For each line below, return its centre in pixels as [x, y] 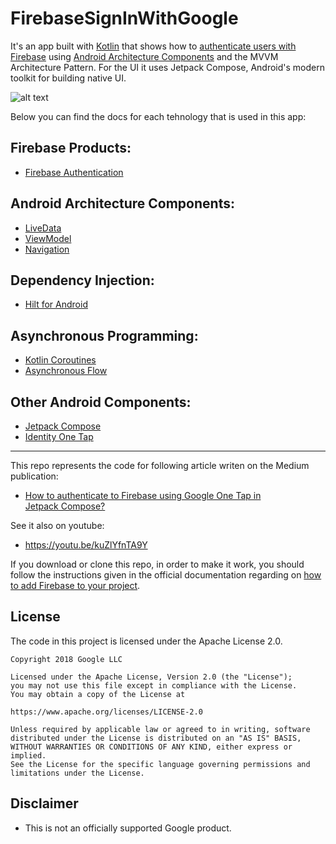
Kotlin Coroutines [60, 360]
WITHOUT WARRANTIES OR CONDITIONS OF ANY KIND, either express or [151, 747]
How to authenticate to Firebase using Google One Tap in [143, 495]
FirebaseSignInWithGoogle [124, 18]
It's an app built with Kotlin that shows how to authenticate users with [153, 46]
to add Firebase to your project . [75, 585]
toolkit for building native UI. [68, 78]
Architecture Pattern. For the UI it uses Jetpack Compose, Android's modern [168, 67]
